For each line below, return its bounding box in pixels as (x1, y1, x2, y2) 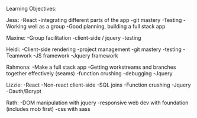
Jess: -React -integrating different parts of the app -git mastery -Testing (6, 17, 182, 23)
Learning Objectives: (6, 5, 57, 12)
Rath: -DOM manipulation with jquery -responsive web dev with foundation (6, 99, 189, 106)
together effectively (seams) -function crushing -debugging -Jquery (6, 70, 173, 76)
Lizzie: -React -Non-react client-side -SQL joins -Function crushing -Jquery (6, 81, 191, 88)
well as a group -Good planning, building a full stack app (27, 23, 166, 30)
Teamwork (6, 52, 33, 59)
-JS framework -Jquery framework (33, 52, 118, 59)
